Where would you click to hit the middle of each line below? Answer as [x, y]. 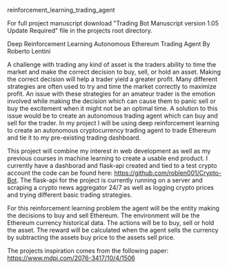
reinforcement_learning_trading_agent [61, 10]
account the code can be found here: [60, 173]
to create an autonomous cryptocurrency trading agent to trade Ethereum [112, 130]
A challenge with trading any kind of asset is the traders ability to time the [112, 64]
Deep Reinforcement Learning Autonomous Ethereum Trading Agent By [109, 44]
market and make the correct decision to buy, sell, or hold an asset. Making [114, 72]
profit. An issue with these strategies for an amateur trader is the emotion [111, 94]
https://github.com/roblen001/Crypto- [168, 173]
